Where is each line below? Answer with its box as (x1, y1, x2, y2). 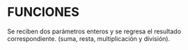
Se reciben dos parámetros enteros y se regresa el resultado (7, 27, 182, 35)
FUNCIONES (7, 4, 80, 20)
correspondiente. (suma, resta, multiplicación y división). (7, 34, 171, 42)
